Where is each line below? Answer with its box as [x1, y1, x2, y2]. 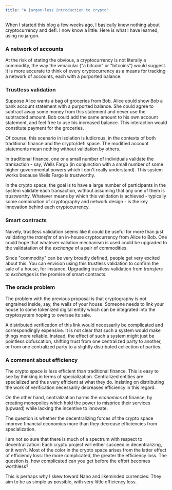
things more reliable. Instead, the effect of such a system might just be [5, 332, 155, 339]
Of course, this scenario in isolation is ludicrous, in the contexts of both [5, 135, 156, 141]
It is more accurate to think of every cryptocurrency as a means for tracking [5, 68, 166, 74]
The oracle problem [5, 284, 55, 291]
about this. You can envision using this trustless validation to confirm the [5, 260, 159, 266]
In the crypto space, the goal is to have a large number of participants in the [5, 182, 166, 188]
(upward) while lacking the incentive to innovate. [5, 405, 108, 411]
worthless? [5, 463, 29, 469]
